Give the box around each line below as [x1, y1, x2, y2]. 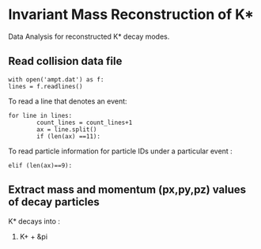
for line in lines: [8, 111, 73, 119]
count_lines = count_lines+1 [36, 119, 133, 126]
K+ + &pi [19, 232, 48, 241]
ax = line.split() [36, 125, 97, 134]
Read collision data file [8, 55, 123, 68]
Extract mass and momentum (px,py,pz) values [8, 183, 247, 197]
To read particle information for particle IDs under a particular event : [8, 146, 233, 156]
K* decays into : [8, 216, 61, 226]
